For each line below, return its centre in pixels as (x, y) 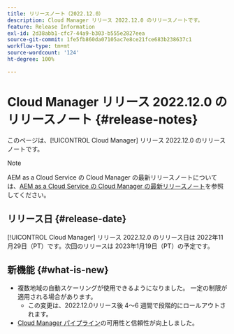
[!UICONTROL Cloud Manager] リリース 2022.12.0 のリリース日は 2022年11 (115, 237)
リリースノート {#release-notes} (103, 119)
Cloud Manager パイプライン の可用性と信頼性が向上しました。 (108, 323)
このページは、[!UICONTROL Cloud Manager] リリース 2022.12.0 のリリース (117, 140)
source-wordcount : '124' (43, 53)
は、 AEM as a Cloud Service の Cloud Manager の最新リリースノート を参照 (116, 186)
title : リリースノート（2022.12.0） (56, 14)
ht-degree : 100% (31, 59)
